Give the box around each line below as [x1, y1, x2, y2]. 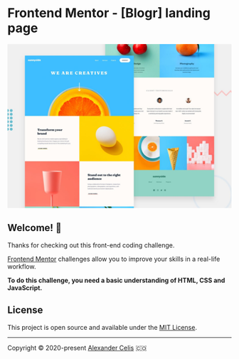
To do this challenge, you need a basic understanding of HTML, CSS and [7, 276, 225, 284]
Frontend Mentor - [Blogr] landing [7, 5, 211, 21]
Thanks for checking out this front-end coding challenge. [7, 240, 175, 250]
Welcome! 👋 [7, 222, 62, 234]
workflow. [7, 262, 36, 271]
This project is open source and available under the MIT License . [7, 323, 198, 331]
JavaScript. [7, 283, 43, 292]
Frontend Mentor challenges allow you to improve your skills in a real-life [7, 254, 221, 263]
